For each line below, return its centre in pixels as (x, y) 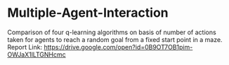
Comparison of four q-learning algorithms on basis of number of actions (112, 32)
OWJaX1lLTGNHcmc (37, 55)
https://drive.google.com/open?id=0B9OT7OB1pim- (118, 47)
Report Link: (25, 47)
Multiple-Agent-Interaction (88, 13)
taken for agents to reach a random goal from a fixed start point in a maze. (115, 39)
